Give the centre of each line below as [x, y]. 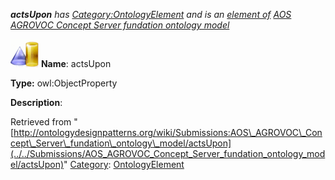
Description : [36, 102]
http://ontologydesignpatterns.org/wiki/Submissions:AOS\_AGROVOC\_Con [168, 132]
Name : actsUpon [76, 63]
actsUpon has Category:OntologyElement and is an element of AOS [151, 14]
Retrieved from [41, 122]
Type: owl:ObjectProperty [64, 83]
